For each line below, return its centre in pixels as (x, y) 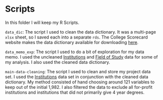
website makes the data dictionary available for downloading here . (72, 42)
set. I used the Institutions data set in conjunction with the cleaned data (77, 77)
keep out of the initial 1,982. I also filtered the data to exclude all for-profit (79, 87)
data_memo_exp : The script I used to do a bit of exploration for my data (75, 52)
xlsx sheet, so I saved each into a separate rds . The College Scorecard (76, 37)
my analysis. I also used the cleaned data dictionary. (58, 62)
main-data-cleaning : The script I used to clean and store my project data (78, 71)
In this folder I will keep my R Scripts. (42, 22)
